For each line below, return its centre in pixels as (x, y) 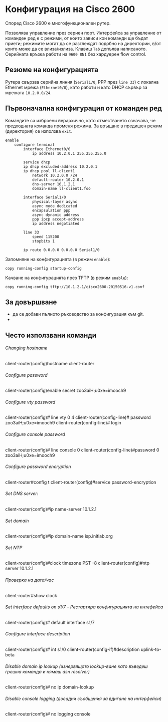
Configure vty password (30, 402)
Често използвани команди (51, 335)
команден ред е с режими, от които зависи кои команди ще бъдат (77, 38)
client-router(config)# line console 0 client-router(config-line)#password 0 (82, 450)
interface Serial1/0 (45, 197)
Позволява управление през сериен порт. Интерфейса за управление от (83, 33)
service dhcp (37, 162)
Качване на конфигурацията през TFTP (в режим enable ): (67, 278)
